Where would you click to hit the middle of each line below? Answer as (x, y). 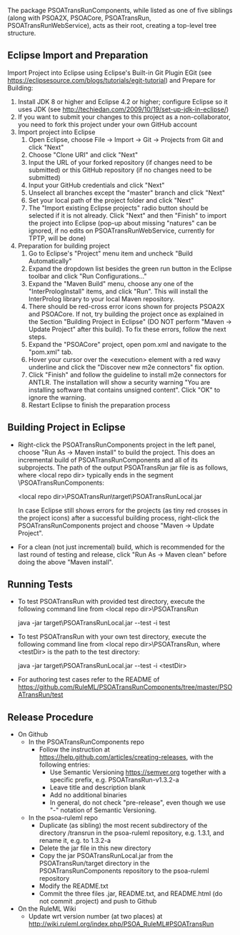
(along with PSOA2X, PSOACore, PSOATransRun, (79, 18)
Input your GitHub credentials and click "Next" (96, 185)
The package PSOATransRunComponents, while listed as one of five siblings (120, 10)
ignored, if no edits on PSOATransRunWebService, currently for (121, 231)
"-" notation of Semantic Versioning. (103, 810)
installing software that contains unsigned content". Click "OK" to (124, 390)
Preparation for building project (64, 246)
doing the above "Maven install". (65, 562)
